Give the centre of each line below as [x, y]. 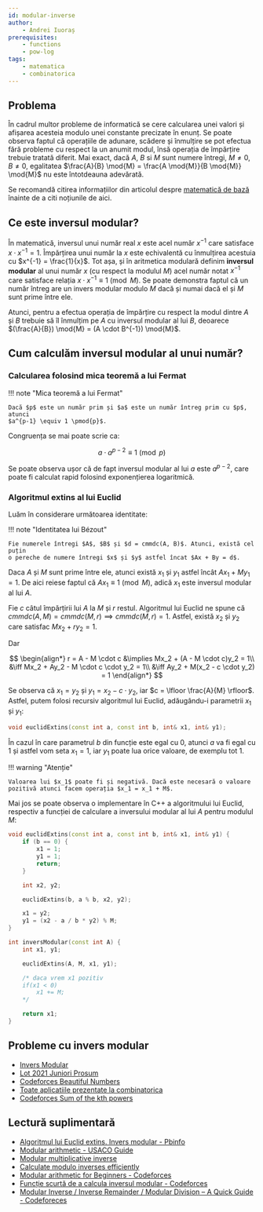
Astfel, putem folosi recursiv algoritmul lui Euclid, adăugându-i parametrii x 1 [130, 702]
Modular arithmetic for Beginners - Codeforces [95, 1175]
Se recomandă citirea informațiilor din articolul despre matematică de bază [129, 190]
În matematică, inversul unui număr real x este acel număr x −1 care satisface [131, 242]
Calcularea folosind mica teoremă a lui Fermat [97, 376]
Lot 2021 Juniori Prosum [59, 1073]
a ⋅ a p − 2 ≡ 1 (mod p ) [132, 451]
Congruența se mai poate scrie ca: [64, 436]
